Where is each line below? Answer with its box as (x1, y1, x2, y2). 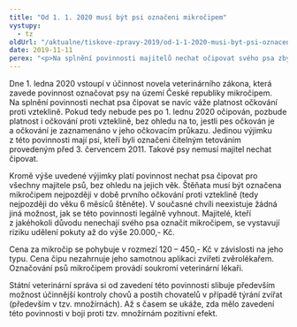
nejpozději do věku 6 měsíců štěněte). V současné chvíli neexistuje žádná (9, 199, 278, 209)
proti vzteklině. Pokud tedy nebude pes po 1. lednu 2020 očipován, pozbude (9, 107, 287, 117)
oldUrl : (9, 37, 38, 47)
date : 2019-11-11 (9, 46, 73, 55)
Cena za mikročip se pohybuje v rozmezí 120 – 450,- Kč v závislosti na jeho (9, 244, 284, 255)
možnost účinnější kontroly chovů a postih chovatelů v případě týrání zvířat (9, 289, 283, 300)
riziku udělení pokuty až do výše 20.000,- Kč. (9, 227, 175, 237)
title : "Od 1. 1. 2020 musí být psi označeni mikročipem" (9, 12, 227, 22)
